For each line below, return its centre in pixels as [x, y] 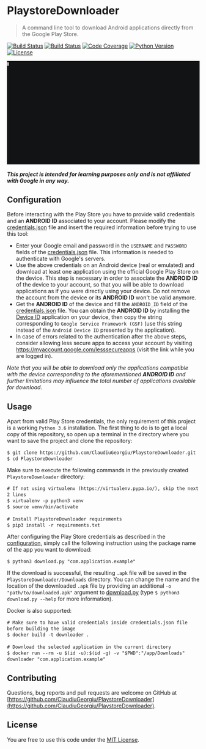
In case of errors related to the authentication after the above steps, [101, 337]
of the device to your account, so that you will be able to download [100, 285]
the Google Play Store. [50, 34]
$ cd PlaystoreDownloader [40, 459]
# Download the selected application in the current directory [89, 647]
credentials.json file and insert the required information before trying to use [102, 227]
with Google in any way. [38, 180]
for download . [24, 387]
